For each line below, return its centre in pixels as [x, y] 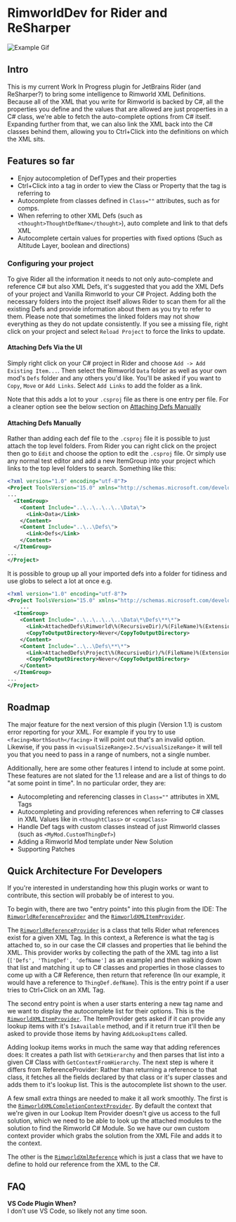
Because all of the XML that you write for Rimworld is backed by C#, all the [116, 101]
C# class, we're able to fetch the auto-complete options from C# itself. [109, 116]
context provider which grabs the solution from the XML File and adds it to [115, 1136]
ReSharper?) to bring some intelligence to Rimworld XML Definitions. [106, 94]
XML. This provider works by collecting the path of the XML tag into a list [113, 953]
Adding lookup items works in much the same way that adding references [114, 1047]
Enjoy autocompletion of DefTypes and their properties [97, 178]
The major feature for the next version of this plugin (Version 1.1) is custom [115, 724]
